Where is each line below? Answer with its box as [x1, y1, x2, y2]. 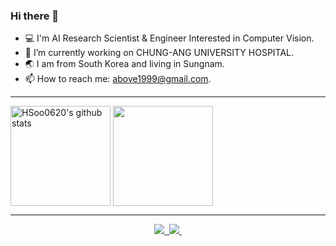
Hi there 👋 [10, 9, 60, 23]
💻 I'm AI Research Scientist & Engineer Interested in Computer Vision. [24, 32, 315, 44]
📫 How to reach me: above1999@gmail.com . [24, 73, 212, 85]
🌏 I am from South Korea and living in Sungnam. [24, 58, 225, 70]
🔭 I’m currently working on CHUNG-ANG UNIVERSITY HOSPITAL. [24, 47, 295, 59]
